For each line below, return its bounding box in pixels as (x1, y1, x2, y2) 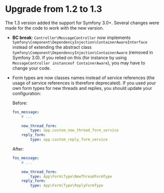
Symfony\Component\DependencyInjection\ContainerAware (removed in (12, 49, 153, 55)
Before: (12, 100, 28, 106)
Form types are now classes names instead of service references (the (12, 75, 155, 80)
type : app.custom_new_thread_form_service (30, 128, 119, 133)
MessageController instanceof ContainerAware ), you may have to (12, 60, 146, 66)
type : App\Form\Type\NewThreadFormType (30, 174, 112, 179)
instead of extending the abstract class (12, 44, 92, 50)
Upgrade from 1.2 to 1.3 (5, 3, 102, 15)
